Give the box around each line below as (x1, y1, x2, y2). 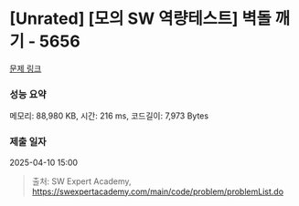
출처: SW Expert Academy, (31, 175, 132, 187)
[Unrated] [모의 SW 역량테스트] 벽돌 (9, 8, 272, 29)
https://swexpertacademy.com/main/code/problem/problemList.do (31, 186, 284, 197)
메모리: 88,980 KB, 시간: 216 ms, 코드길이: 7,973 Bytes (9, 110, 208, 121)
